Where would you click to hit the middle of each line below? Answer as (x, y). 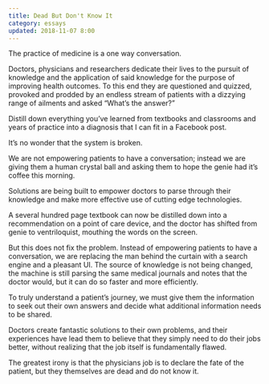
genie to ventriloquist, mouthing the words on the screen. (103, 232)
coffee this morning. (42, 176)
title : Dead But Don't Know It (61, 16)
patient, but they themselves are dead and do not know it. (104, 371)
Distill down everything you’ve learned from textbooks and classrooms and (132, 119)
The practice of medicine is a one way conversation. (95, 54)
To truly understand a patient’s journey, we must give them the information (131, 297)
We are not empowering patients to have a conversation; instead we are (127, 158)
